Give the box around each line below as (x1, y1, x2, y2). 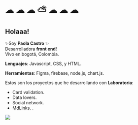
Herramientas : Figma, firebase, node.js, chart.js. (5, 70, 104, 76)
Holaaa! (5, 27, 30, 35)
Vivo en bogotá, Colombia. (5, 51, 59, 57)
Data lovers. (12, 94, 37, 100)
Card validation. (12, 90, 44, 95)
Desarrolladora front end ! (5, 46, 57, 52)
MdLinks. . (12, 105, 34, 111)
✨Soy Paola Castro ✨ (5, 40, 49, 46)
